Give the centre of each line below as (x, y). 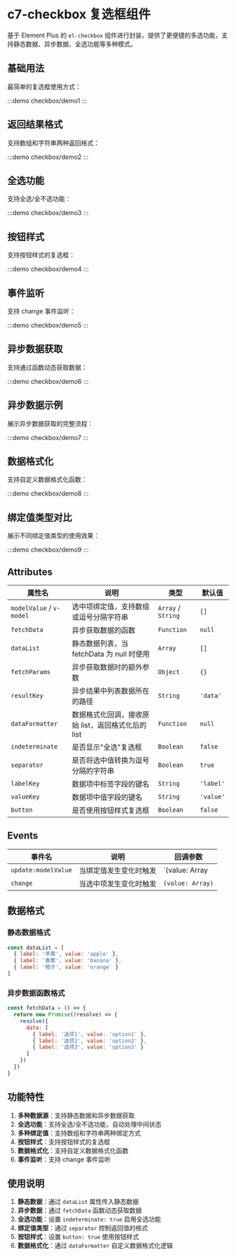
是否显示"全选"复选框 (107, 747)
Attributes (30, 572)
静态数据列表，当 (100, 644)
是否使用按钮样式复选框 (111, 810)
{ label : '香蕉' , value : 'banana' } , (68, 961)
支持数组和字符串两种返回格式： (53, 143)
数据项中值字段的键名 (107, 797)
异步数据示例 (35, 405)
